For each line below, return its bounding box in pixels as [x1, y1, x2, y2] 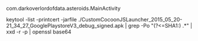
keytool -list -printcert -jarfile [6, 16, 77, 23]
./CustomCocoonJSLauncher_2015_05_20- [77, 16, 183, 23]
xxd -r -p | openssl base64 [6, 28, 72, 35]
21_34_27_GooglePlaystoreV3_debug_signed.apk [6, 23, 124, 29]
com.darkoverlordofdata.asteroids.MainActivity [6, 5, 121, 12]
